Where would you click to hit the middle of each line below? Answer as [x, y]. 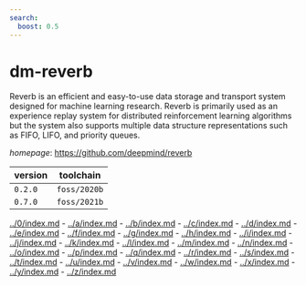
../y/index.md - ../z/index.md [63, 272]
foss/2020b [80, 189]
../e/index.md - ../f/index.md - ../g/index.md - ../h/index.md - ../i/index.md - [151, 233]
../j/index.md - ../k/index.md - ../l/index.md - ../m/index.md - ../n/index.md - [152, 243]
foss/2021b [80, 202]
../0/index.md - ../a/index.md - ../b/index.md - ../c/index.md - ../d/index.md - [153, 223]
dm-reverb [51, 71]
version [31, 176]
